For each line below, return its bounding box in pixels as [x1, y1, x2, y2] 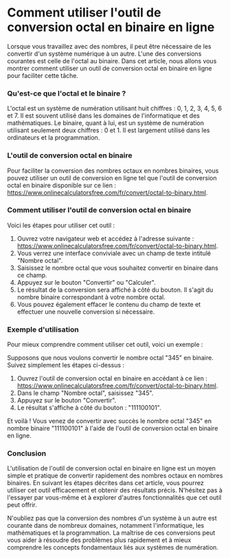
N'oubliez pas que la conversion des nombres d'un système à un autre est [7, 514, 218, 522]
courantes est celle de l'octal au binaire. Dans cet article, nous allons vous [7, 56, 217, 65]
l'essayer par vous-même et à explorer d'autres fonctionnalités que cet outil [7, 493, 222, 502]
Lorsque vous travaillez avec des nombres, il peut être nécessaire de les [7, 42, 211, 50]
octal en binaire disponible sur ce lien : [7, 181, 117, 189]
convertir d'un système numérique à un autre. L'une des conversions [7, 50, 202, 58]
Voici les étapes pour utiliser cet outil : [7, 221, 115, 229]
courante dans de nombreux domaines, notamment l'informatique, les [7, 522, 205, 530]
